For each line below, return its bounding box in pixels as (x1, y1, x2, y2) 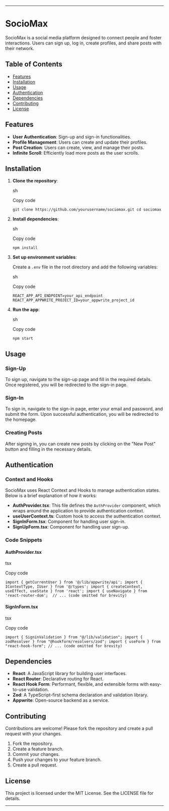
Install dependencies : (12, 216, 59, 222)
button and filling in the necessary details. (5, 446, 92, 452)
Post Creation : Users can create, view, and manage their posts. (12, 145, 144, 151)
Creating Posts (5, 429, 43, 436)
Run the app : (12, 307, 40, 313)
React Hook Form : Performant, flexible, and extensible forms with (12, 681, 149, 687)
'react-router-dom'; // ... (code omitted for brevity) (5, 593, 127, 598)
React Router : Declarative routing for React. (12, 676, 104, 682)
